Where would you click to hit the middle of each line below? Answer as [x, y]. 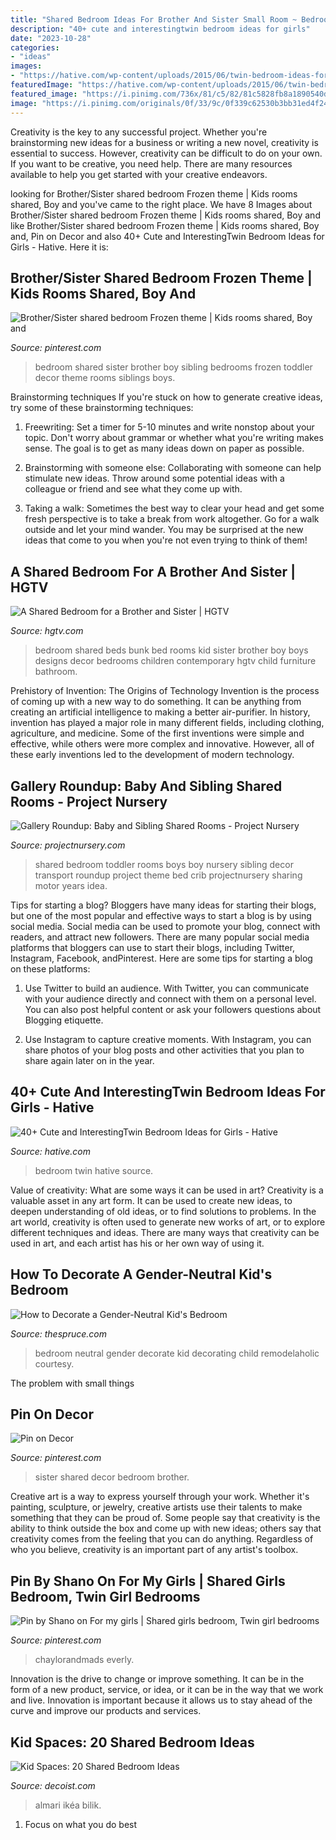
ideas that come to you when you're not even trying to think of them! [166, 540]
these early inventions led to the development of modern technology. [152, 755]
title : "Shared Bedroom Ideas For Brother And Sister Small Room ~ [154, 19]
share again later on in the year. [89, 1060]
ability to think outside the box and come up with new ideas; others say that [166, 1528]
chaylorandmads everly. [84, 1660]
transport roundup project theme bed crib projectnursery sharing [168, 875]
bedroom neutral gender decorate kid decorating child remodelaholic [177, 1353]
